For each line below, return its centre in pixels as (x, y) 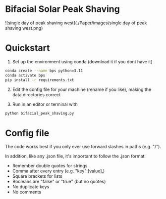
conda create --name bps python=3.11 (44, 71)
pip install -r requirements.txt (40, 80)
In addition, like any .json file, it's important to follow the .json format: (76, 156)
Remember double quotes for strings (50, 166)
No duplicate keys (31, 187)
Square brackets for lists (37, 176)
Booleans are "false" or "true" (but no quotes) (59, 182)
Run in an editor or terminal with (45, 104)
